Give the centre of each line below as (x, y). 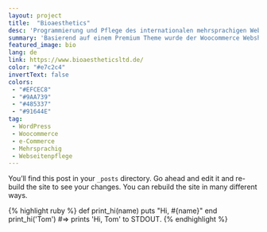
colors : (21, 82)
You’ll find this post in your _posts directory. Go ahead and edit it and (121, 179)
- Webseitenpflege (42, 156)
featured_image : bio (43, 45)
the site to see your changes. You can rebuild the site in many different (142, 187)
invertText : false (39, 75)
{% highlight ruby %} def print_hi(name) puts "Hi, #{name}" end (113, 211)
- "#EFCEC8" (31, 89)
